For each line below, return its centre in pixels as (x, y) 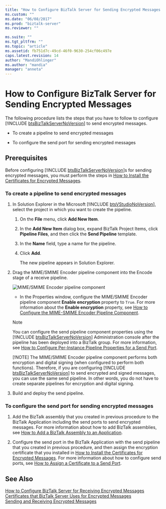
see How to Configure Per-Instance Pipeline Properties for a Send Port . (85, 348)
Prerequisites (26, 158)
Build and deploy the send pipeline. (48, 393)
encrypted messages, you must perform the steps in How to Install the (77, 175)
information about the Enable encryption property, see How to (84, 307)
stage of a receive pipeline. (40, 278)
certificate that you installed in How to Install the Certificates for (77, 453)
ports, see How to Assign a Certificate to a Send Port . (67, 463)
